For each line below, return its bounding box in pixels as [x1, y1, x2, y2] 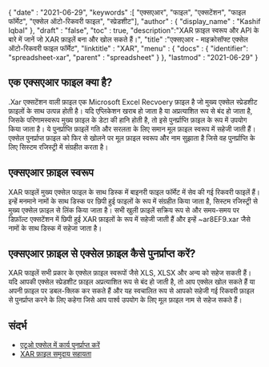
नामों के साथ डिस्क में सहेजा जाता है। [8, 223, 102, 232]
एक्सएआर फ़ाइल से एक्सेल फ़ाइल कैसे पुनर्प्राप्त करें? [8, 247, 196, 260]
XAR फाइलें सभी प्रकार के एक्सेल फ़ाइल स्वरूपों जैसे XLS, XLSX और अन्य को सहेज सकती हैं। [8, 268, 252, 278]
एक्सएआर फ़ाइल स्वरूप [8, 166, 94, 179]
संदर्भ [8, 319, 27, 333]
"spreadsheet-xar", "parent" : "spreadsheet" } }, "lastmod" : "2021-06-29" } [8, 53, 259, 62]
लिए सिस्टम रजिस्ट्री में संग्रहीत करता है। [8, 142, 109, 151]
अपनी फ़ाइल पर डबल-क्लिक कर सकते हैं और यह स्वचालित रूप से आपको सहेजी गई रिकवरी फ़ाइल [8, 286, 255, 296]
